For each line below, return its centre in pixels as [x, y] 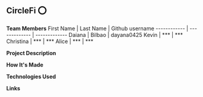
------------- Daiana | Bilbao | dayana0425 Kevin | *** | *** [109, 35]
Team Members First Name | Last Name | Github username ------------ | [98, 28]
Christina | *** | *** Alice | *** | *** [50, 41]
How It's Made [25, 65]
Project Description [31, 53]
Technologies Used [31, 76]
